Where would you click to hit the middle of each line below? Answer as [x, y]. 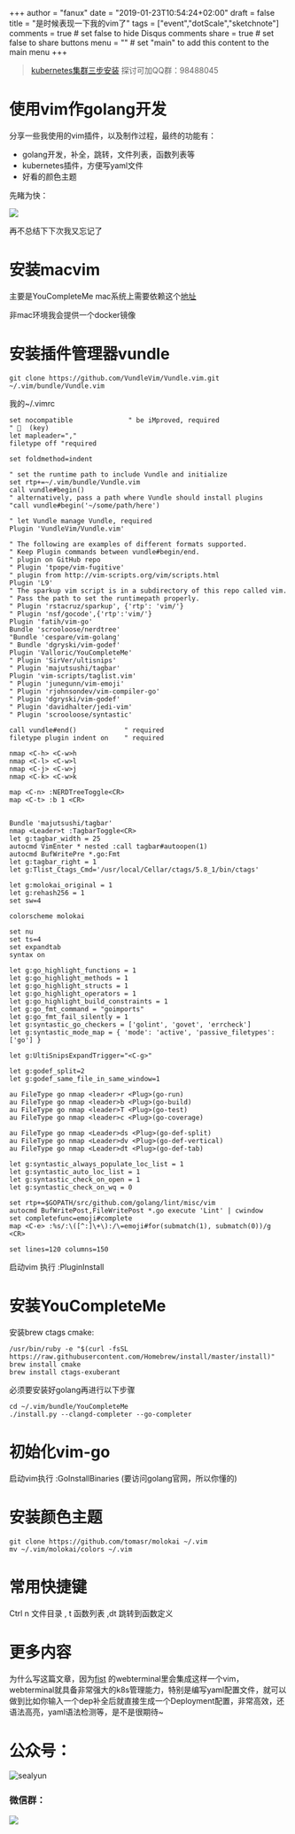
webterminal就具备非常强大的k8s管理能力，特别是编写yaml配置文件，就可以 [148, 1690]
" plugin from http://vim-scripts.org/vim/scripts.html [114, 575]
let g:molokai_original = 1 [61, 885]
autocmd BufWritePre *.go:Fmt [65, 854]
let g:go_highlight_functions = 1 [73, 970]
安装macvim [54, 270]
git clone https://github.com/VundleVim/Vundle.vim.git [114, 378]
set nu [21, 932]
